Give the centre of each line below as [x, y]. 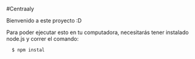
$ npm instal [28, 50]
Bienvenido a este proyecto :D [44, 20]
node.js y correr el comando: [43, 39]
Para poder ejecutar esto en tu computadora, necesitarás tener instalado [97, 32]
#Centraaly [20, 9]
